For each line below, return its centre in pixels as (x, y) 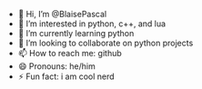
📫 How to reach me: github (70, 53)
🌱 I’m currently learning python (76, 33)
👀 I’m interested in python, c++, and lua (92, 24)
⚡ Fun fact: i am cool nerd (66, 76)
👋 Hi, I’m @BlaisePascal (62, 14)
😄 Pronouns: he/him (56, 66)
